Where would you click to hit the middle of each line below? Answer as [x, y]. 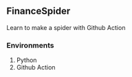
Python [26, 60]
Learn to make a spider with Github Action [66, 27]
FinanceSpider [38, 11]
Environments [30, 45]
